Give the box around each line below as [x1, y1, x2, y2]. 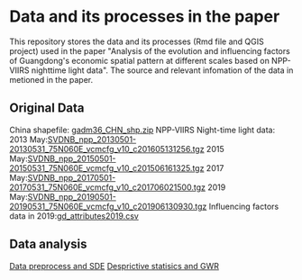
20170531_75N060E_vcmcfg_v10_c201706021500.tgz [9, 182, 206, 193]
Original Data [9, 101, 85, 116]
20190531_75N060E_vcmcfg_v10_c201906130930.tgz [9, 201, 207, 212]
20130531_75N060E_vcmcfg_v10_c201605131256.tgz [9, 143, 205, 154]
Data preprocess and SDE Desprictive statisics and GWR [9, 260, 219, 271]
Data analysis [9, 237, 87, 252]
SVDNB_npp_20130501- [47, 133, 137, 145]
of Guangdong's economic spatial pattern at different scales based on [9, 55, 270, 66]
